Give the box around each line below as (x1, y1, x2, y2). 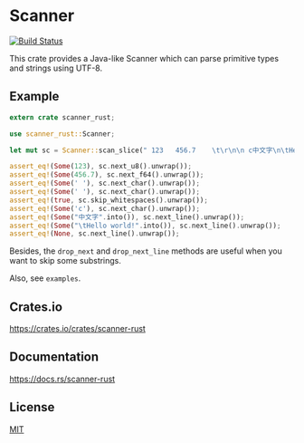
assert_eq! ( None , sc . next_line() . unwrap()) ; (9, 229, 180, 238)
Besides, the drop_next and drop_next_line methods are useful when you (9, 246, 282, 256)
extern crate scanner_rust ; (9, 112, 116, 122)
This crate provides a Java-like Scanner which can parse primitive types (9, 53, 279, 63)
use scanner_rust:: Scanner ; (9, 129, 116, 139)
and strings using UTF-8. (9, 63, 102, 73)
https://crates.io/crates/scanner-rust (9, 323, 147, 334)
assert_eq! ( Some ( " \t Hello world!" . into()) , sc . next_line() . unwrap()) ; (9, 221, 281, 230)
